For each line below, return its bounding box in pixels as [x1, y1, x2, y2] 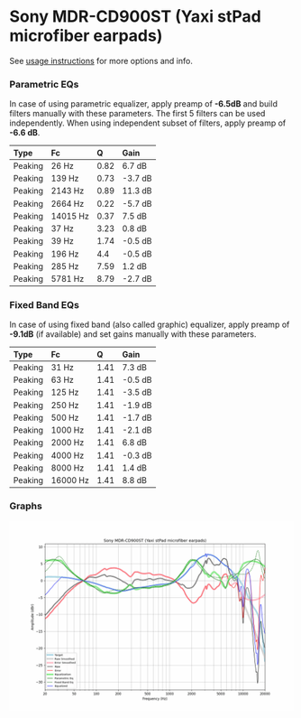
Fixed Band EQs [9, 298, 79, 311]
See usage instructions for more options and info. [9, 55, 194, 66]
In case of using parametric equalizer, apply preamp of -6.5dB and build [9, 98, 278, 109]
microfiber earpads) [9, 25, 163, 46]
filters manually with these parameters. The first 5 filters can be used [9, 108, 266, 119]
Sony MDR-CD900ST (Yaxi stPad [9, 6, 261, 27]
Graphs [9, 499, 42, 512]
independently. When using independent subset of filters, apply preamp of [9, 117, 287, 128]
